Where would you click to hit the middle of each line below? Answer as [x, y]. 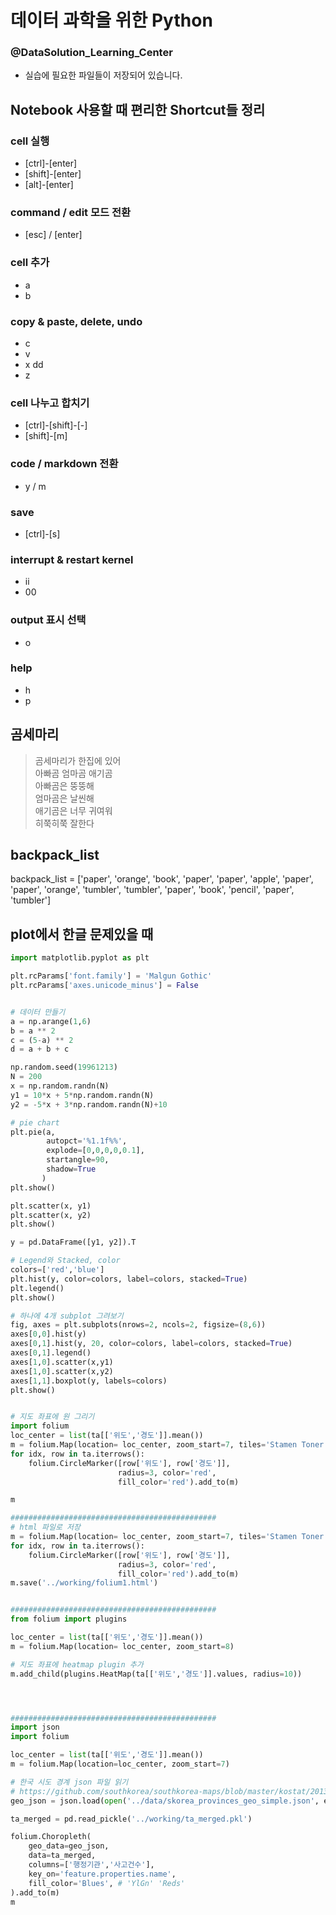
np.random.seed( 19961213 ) [64, 1067]
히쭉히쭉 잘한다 [64, 823]
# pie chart [35, 1122]
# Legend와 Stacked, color [65, 1261]
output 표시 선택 [48, 620]
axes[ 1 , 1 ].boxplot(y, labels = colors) [89, 1381]
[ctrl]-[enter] [51, 163]
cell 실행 [30, 141]
